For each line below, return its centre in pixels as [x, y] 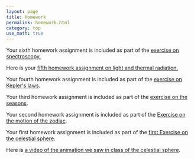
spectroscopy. [24, 57]
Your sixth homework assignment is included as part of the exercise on [93, 50]
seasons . [17, 103]
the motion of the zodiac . [37, 121]
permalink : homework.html [38, 22]
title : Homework [26, 17]
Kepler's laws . [23, 85]
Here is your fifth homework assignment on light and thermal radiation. [92, 68]
